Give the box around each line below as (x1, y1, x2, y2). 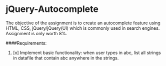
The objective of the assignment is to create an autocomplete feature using (5, 20, 160, 26)
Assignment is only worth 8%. (5, 30, 67, 36)
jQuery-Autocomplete (5, 3, 99, 15)
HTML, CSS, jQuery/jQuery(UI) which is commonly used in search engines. (5, 25, 160, 31)
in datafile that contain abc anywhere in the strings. (12, 55, 119, 61)
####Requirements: (5, 40, 47, 46)
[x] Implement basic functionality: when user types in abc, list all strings (12, 50, 161, 56)
